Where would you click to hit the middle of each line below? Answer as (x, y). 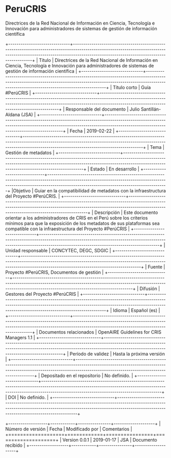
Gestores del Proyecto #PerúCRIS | (42, 294)
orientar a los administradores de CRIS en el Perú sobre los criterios (77, 217)
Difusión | (150, 288)
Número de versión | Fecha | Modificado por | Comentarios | (69, 429)
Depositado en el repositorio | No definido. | (87, 375)
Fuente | (156, 267)
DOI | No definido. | (28, 397)
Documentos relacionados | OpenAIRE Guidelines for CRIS (100, 332)
